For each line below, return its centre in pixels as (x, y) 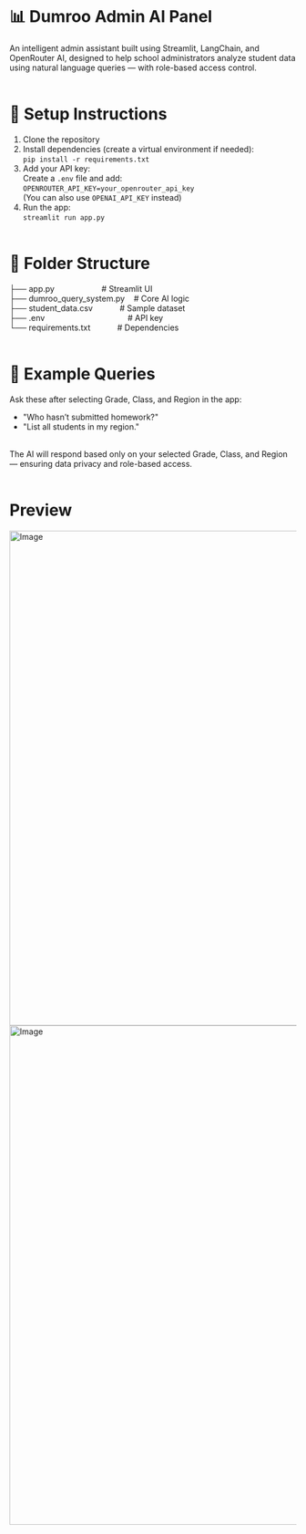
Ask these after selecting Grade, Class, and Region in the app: (126, 399)
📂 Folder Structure (80, 264)
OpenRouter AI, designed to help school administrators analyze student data (153, 57)
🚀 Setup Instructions (88, 114)
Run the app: (46, 207)
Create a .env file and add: (72, 178)
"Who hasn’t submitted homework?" (91, 417)
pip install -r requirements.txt (86, 160)
